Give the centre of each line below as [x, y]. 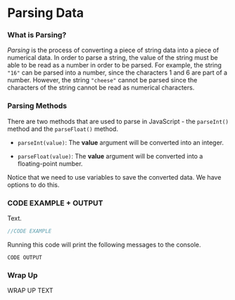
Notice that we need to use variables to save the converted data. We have [114, 177]
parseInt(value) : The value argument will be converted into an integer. [120, 142]
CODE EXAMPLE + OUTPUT [55, 203]
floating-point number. [50, 163]
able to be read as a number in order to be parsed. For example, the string [114, 65]
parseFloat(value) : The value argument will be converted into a [110, 156]
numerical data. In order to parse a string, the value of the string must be [113, 58]
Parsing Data [46, 13]
